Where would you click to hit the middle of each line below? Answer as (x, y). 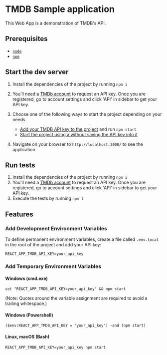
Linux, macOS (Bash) (27, 336)
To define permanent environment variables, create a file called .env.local (82, 239)
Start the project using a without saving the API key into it (79, 134)
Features (19, 214)
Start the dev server (37, 72)
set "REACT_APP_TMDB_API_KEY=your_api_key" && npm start (66, 289)
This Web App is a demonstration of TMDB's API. (56, 23)
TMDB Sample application (60, 9)
